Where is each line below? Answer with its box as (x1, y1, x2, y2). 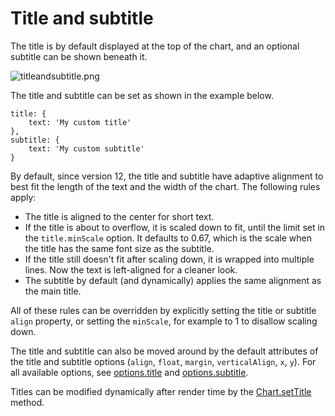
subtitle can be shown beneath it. (10, 50, 148, 62)
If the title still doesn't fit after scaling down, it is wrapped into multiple (24, 253, 315, 265)
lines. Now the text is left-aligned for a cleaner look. (24, 263, 238, 276)
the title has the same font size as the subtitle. (24, 242, 215, 254)
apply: (10, 191, 37, 203)
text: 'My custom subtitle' (28, 143, 145, 154)
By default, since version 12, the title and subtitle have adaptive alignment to (10, 170, 324, 182)
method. (10, 396, 45, 408)
